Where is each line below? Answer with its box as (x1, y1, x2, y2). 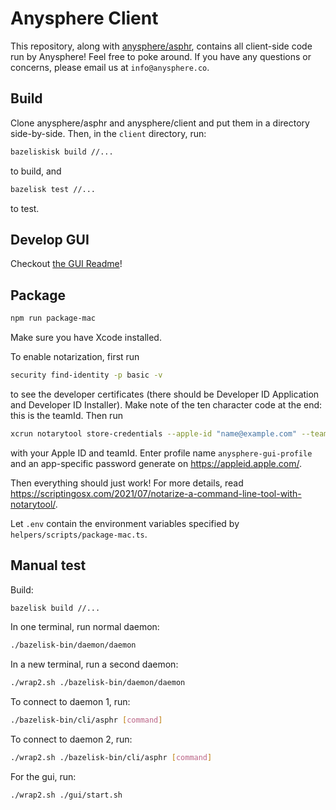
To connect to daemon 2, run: (10, 733, 133, 746)
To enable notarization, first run (10, 351, 140, 362)
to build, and (10, 165, 62, 177)
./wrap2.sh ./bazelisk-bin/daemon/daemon (10, 678, 186, 688)
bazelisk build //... (10, 603, 101, 613)
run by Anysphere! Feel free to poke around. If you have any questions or (10, 50, 312, 62)
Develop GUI (10, 231, 90, 248)
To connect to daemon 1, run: (10, 696, 131, 708)
